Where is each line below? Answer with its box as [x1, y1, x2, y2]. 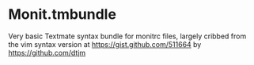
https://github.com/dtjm [8, 48, 86, 57]
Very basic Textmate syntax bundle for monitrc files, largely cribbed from [8, 31, 247, 41]
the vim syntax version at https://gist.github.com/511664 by [8, 39, 202, 49]
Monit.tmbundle [8, 5, 117, 23]
